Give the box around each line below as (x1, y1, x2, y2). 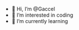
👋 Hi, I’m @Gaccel (11, 6, 56, 12)
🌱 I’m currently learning (11, 18, 68, 24)
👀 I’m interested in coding (11, 12, 74, 18)
